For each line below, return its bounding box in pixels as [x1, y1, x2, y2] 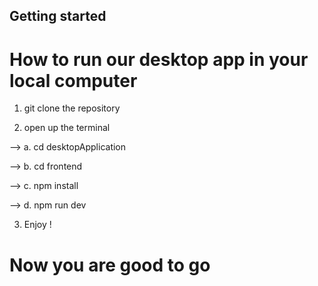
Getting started [9, 8, 107, 25]
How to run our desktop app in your [9, 48, 309, 71]
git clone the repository [23, 102, 121, 114]
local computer [9, 69, 138, 92]
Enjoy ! [23, 219, 52, 231]
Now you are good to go [9, 254, 211, 276]
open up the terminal [23, 122, 111, 134]
